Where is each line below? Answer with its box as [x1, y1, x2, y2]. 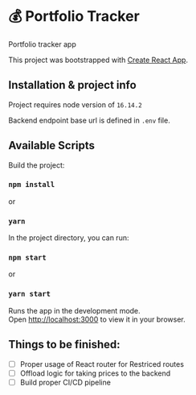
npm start [8, 253, 47, 263]
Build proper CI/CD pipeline [19, 377, 111, 387]
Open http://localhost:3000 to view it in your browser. [8, 314, 186, 324]
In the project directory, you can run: [8, 233, 129, 243]
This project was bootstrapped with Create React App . [8, 55, 189, 64]
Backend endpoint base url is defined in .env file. [8, 115, 170, 125]
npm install [8, 180, 55, 189]
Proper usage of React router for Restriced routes [19, 359, 185, 368]
